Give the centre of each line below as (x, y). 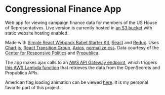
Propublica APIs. (22, 72)
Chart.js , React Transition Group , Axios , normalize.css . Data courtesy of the (82, 47)
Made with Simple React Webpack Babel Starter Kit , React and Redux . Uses (82, 42)
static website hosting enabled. (37, 33)
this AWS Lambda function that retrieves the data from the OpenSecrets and (83, 68)
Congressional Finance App (63, 9)
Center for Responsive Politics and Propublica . (52, 53)
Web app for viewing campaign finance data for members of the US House (81, 23)
